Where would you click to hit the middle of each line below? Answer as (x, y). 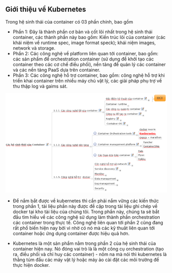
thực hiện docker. (31, 265)
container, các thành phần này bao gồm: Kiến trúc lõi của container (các (89, 37)
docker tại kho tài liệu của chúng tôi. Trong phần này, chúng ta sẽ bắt (86, 212)
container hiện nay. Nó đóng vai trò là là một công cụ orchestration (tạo (88, 248)
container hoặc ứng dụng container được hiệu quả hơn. (71, 233)
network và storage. (34, 48)
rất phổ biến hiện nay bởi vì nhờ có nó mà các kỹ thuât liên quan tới (84, 228)
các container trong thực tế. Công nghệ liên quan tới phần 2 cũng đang (88, 222)
